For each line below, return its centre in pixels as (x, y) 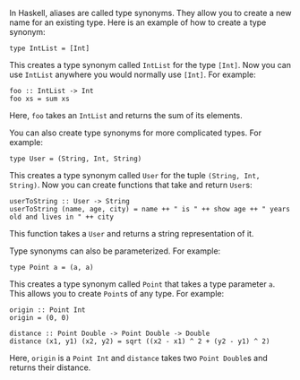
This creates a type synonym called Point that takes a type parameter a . (142, 284)
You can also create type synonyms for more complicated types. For (136, 133)
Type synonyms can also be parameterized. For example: (115, 251)
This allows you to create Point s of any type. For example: (117, 294)
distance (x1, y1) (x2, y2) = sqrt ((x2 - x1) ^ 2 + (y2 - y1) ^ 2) (140, 341)
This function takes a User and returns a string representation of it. (132, 233)
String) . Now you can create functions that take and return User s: (131, 185)
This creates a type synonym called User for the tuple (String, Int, (135, 175)
